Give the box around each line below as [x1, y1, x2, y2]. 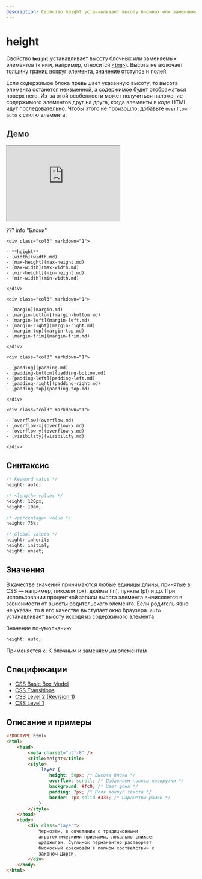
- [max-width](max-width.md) [6, 264, 79, 271]
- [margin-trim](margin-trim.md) [6, 333, 90, 339]
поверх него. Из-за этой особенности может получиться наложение [6, 92, 183, 99]
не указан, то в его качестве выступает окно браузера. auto [6, 606, 161, 613]
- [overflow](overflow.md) [6, 418, 74, 424]
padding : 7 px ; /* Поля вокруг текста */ [49, 789, 152, 795]
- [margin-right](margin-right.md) [6, 323, 96, 329]
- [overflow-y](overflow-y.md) [6, 428, 85, 434]
